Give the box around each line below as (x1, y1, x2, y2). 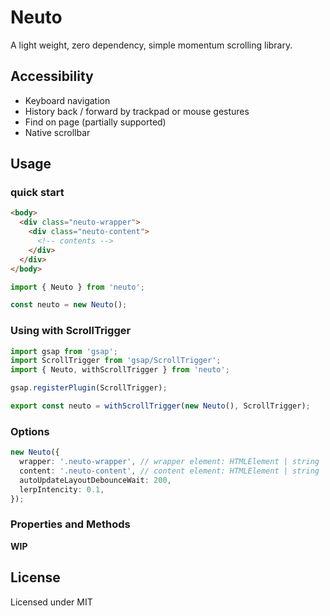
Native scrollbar (24, 126, 91, 138)
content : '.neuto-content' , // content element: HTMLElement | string (19, 466, 320, 476)
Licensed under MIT (10, 596, 93, 608)
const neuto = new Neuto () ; (10, 300, 128, 310)
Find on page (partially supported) (24, 116, 167, 128)
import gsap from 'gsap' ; (10, 346, 118, 356)
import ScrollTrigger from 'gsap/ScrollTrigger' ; (10, 356, 222, 366)
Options (10, 424, 50, 438)
